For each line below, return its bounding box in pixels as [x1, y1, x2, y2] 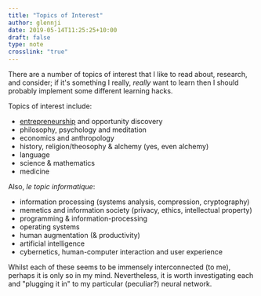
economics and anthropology [19, 133, 115, 142]
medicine [19, 166, 50, 176]
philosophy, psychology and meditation [19, 125, 147, 134]
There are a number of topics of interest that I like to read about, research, [8, 70, 248, 79]
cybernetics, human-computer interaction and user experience [19, 247, 223, 256]
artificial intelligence [19, 239, 85, 248]
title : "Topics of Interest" [8, 11, 103, 20]
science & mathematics [19, 159, 96, 167]
